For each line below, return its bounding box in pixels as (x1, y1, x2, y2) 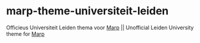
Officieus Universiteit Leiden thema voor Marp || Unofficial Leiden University (6, 24, 194, 31)
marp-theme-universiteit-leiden (6, 4, 169, 18)
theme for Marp (6, 30, 45, 37)
